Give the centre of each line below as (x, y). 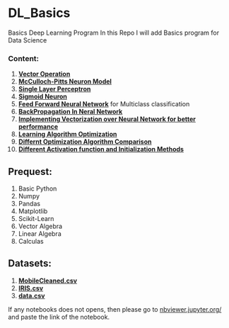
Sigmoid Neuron (43, 96)
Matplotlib (33, 211)
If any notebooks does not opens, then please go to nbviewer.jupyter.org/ (115, 309)
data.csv (31, 295)
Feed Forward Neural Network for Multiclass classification (104, 104)
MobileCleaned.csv (47, 281)
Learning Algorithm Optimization (67, 134)
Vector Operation (44, 74)
